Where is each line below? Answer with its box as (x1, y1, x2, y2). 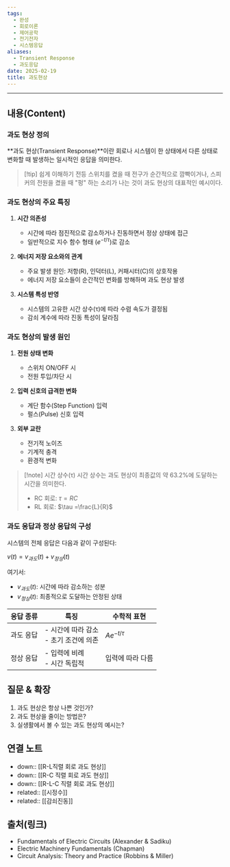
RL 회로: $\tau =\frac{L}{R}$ (34, 503, 113, 511)
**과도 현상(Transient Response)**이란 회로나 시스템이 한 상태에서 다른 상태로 (7, 147, 218, 155)
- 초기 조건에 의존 (44, 635, 99, 644)
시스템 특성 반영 (16, 290, 60, 299)
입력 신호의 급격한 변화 (16, 387, 77, 395)
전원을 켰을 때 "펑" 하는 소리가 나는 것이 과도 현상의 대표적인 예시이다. (36, 179, 223, 187)
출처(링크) (7, 819, 48, 831)
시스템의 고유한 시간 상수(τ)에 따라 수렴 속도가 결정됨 (27, 305, 168, 313)
